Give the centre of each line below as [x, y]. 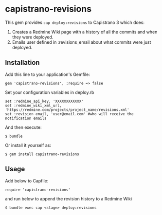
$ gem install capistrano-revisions [42, 154]
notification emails [26, 118]
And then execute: [23, 127]
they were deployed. [33, 37]
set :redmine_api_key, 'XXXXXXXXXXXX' [44, 101]
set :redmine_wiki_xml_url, [34, 106]
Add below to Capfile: [27, 180]
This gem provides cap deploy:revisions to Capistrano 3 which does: [75, 22]
